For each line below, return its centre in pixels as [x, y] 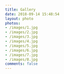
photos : [13, 23]
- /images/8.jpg [21, 59]
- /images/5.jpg [21, 46]
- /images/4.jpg [21, 41]
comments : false [21, 64]
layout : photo [19, 18]
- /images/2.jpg [21, 32]
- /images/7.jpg [21, 55]
